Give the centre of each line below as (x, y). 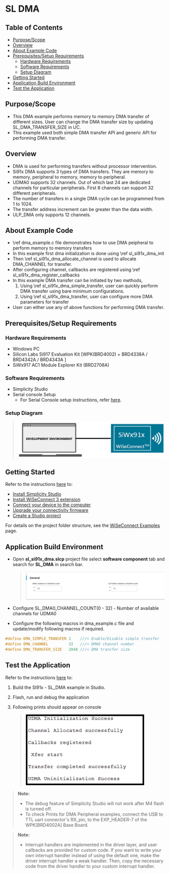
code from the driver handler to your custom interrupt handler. (90, 866)
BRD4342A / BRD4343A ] (39, 360)
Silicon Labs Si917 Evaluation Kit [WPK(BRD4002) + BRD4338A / (80, 354)
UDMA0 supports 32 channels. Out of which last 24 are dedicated (81, 182)
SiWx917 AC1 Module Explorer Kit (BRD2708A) (61, 365)
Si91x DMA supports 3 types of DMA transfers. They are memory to (83, 171)
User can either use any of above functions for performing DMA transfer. (88, 307)
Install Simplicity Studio (37, 494)
